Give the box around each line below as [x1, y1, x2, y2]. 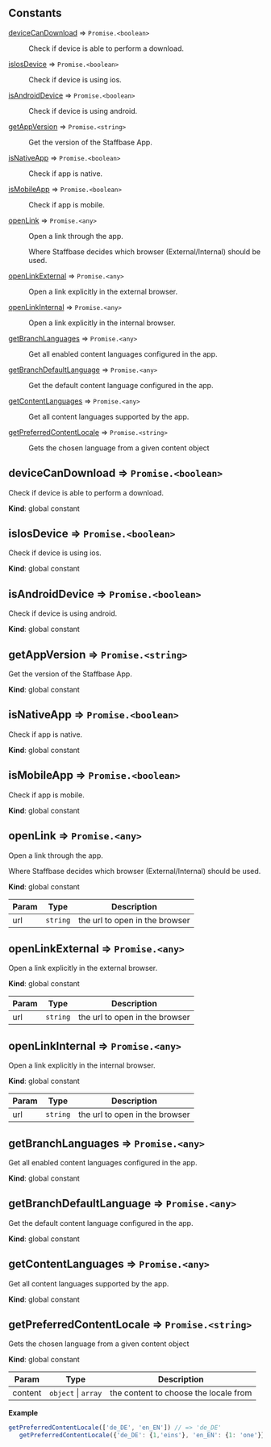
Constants [8, 6, 62, 20]
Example [8, 1408, 39, 1418]
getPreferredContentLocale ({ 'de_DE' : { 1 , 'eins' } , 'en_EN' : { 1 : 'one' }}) [19, 1432, 269, 1440]
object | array [49, 1387, 102, 1399]
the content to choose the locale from [110, 1387, 252, 1399]
